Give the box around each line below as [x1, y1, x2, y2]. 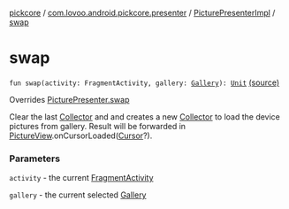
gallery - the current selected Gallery [9, 190, 147, 200]
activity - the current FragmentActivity [9, 173, 154, 183]
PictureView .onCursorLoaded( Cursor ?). [9, 130, 153, 141]
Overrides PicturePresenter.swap [9, 94, 130, 104]
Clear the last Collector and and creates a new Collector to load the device [9, 111, 281, 122]
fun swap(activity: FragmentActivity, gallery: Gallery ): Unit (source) [9, 77, 280, 88]
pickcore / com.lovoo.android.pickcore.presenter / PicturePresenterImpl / [9, 8, 276, 18]
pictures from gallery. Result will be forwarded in [9, 120, 186, 131]
